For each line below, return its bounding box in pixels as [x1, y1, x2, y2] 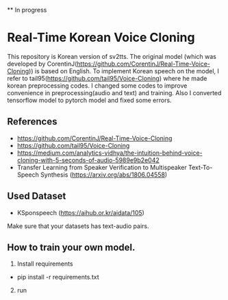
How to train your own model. [7, 241, 136, 253]
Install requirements [16, 260, 73, 268]
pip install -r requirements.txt [16, 273, 99, 282]
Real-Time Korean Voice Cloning [7, 30, 195, 45]
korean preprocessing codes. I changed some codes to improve [7, 82, 188, 90]
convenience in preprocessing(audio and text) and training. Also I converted [7, 88, 222, 97]
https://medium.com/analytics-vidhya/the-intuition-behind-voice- [16, 149, 203, 157]
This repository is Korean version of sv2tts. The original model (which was [7, 52, 217, 60]
